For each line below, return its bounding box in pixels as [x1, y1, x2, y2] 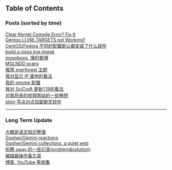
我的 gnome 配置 [5, 79, 41, 85]
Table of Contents [5, 4, 64, 13]
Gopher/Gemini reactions [5, 135, 58, 141]
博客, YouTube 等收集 [5, 159, 50, 165]
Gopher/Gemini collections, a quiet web [5, 140, 89, 146]
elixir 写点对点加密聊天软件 [5, 99, 62, 105]
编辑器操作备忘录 [5, 153, 41, 159]
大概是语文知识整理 [5, 128, 46, 135]
